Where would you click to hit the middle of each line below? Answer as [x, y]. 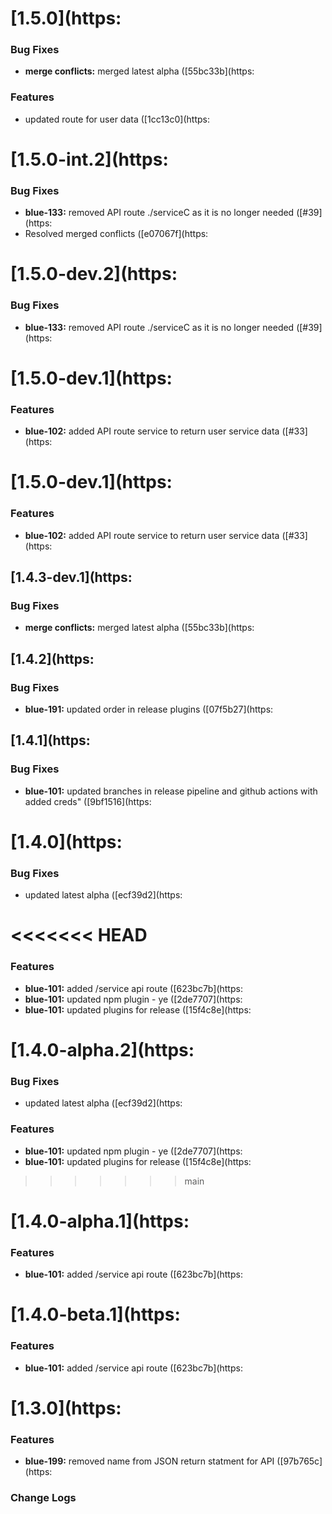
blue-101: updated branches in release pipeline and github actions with [171, 791]
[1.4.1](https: [50, 740]
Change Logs [43, 1497]
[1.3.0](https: [66, 1408]
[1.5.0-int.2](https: [89, 159]
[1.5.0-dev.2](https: [94, 274]
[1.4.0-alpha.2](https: [102, 1049]
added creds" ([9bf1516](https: [88, 801]
